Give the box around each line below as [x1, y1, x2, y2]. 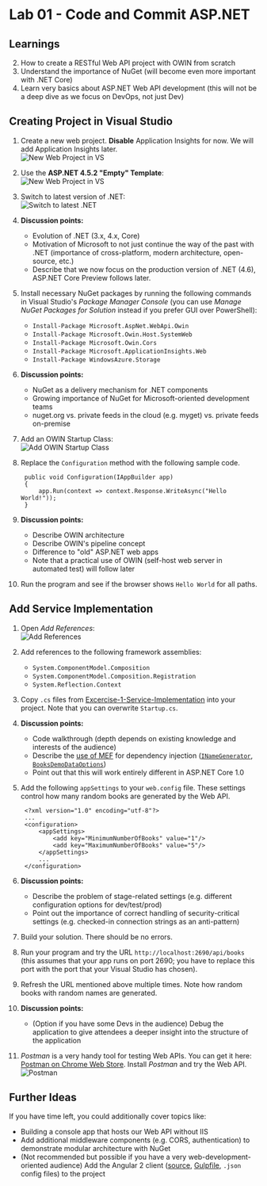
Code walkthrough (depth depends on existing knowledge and [32, 733, 237, 743]
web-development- [188, 1152, 252, 1162]
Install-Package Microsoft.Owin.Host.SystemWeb [32, 331, 193, 339]
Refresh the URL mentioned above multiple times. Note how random [20, 979, 243, 989]
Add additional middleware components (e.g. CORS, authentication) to [20, 1135, 250, 1145]
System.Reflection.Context [32, 680, 122, 689]
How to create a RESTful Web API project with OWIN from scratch [20, 58, 236, 67]
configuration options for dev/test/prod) [32, 900, 162, 909]
